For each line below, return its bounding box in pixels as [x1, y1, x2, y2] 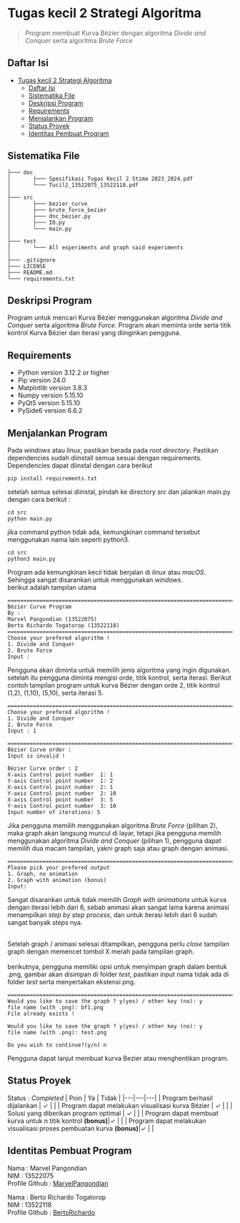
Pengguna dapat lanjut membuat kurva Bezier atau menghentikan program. [7, 1054, 229, 1062]
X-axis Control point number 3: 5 [7, 796, 114, 803]
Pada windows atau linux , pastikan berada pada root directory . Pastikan [7, 446, 219, 455]
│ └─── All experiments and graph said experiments [7, 244, 184, 251]
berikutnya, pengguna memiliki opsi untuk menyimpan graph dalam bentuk [7, 963, 227, 971]
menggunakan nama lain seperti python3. [7, 535, 130, 544]
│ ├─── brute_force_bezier [7, 206, 107, 214]
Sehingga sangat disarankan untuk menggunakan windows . [7, 575, 184, 584]
